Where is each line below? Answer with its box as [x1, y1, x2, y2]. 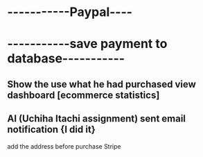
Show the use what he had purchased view [7, 78, 196, 90]
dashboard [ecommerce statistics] [7, 89, 160, 101]
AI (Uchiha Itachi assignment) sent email [7, 113, 186, 125]
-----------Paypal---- [7, 4, 133, 20]
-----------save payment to [7, 36, 168, 52]
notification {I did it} [7, 124, 96, 135]
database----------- [7, 51, 125, 67]
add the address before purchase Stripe [7, 142, 121, 150]
